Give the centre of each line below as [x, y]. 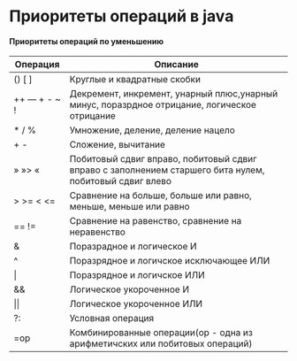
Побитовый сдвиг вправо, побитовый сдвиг [164, 159]
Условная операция [112, 319]
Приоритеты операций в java [122, 16]
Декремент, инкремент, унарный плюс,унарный [174, 94]
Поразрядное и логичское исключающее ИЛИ [170, 261]
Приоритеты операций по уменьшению [87, 41]
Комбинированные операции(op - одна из [161, 333]
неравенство [98, 232]
